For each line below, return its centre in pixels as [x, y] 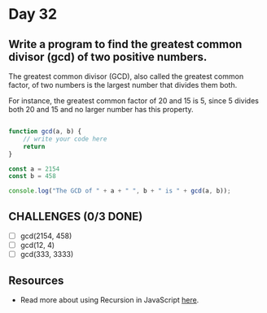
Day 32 [33, 14]
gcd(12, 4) [37, 245]
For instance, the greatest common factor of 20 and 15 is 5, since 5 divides [133, 101]
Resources [36, 280]
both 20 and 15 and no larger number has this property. [101, 109]
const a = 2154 [34, 169]
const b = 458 [33, 176]
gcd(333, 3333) [47, 254]
